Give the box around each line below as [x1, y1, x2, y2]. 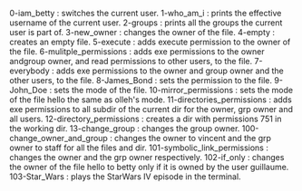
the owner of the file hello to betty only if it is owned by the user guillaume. [9, 162, 289, 172]
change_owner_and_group [9, 133, 109, 143]
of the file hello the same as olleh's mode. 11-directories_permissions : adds [9, 94, 292, 105]
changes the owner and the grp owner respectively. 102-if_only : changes [9, 152, 285, 162]
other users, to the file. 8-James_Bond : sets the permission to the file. [9, 75, 273, 85]
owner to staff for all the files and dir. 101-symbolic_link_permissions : [9, 142, 269, 153]
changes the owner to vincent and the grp [114, 133, 272, 143]
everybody [9, 65, 50, 76]
